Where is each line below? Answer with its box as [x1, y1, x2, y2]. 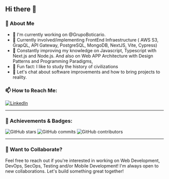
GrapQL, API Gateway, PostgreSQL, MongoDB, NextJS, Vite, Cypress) [12, 42, 157, 48]
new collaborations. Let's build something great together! [5, 168, 124, 174]
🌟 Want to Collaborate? [5, 146, 63, 153]
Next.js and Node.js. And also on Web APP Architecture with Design [12, 53, 153, 59]
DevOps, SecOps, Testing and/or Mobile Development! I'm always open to [5, 162, 159, 168]
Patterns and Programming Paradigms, [12, 58, 93, 64]
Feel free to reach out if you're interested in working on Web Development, [5, 157, 160, 163]
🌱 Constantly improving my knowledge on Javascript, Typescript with [12, 47, 157, 53]
